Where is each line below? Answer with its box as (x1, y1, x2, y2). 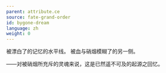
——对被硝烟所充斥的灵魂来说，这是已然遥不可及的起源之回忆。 (6, 61, 163, 68)
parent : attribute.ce (6, 8, 60, 15)
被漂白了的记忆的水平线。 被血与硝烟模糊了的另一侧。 (6, 48, 139, 55)
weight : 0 (6, 31, 31, 37)
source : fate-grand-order (6, 14, 70, 20)
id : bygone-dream (6, 20, 50, 26)
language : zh (6, 25, 39, 31)
